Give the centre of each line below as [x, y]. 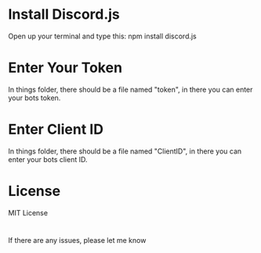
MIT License [28, 212]
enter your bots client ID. [48, 159]
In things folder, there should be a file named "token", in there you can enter [130, 89]
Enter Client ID [56, 130]
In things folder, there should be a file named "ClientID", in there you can [125, 151]
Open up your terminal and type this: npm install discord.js [103, 36]
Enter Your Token [65, 68]
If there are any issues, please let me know [77, 240]
